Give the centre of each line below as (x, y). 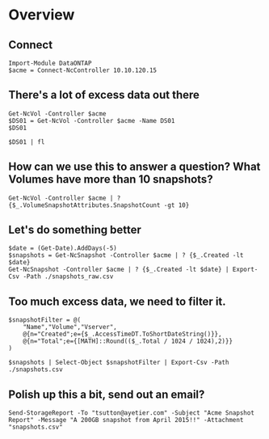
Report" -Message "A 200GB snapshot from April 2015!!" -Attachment (126, 420)
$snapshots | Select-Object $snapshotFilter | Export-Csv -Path (119, 363)
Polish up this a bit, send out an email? (107, 394)
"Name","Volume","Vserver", (70, 327)
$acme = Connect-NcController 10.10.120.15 (83, 70)
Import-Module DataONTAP (50, 63)
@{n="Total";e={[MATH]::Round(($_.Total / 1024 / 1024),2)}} (128, 341)
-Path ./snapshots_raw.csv (68, 276)
